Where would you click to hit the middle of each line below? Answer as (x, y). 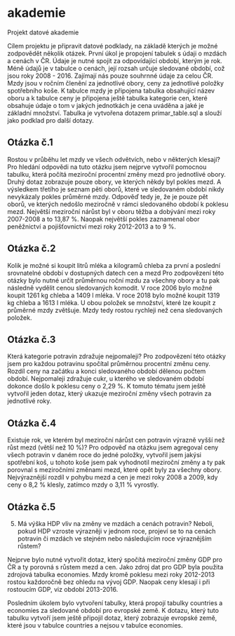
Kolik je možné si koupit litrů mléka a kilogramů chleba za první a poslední (114, 265)
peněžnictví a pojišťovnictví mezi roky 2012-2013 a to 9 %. (92, 226)
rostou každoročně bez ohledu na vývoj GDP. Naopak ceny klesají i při (109, 582)
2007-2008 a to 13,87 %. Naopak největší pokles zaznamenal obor (103, 219)
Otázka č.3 (32, 339)
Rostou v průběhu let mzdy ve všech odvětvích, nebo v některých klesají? (114, 159)
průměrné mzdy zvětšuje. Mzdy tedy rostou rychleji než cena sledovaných (115, 310)
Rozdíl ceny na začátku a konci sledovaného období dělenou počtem (107, 371)
